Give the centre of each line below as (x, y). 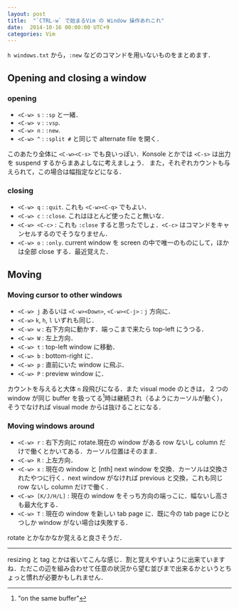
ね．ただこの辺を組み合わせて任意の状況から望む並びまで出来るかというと (116, 568)
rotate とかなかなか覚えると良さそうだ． (67, 537)
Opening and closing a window (77, 78)
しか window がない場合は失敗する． (78, 522)
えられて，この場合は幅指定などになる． (67, 171)
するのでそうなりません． (74, 234)
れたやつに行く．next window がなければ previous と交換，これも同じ (120, 478)
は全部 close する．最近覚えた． (65, 252)
